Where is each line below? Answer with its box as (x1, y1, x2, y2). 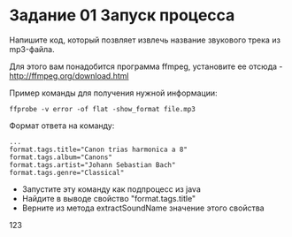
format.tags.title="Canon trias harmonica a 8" (9, 145, 188, 154)
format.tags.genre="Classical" (9, 168, 125, 177)
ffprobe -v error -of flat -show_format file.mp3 (9, 104, 196, 113)
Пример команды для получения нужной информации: (9, 88, 219, 98)
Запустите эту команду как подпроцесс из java (21, 183, 202, 195)
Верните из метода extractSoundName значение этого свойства (21, 203, 265, 213)
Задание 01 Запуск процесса (9, 5, 235, 26)
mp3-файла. (9, 43, 55, 54)
